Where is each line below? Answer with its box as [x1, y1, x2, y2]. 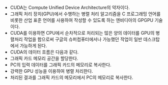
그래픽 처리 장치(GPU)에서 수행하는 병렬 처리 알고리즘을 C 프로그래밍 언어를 [10, 11, 161, 17]
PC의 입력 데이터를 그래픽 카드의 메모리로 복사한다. [10, 62, 112, 68]
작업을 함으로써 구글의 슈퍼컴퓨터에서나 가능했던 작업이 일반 [23, 36, 143, 42]
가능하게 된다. [19, 43, 47, 48]
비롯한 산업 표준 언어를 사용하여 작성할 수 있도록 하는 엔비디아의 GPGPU [10, 17, 154, 23]
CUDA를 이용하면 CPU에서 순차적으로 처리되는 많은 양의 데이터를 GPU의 [10, 30, 155, 36]
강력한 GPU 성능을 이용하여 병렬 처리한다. [10, 68, 93, 74]
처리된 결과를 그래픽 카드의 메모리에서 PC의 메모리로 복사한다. [10, 74, 133, 80]
